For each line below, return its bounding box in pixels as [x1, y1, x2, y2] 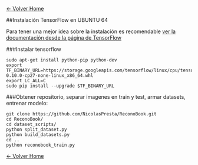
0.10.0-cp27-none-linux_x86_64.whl [6, 73, 94, 79]
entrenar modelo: [6, 100, 48, 106]
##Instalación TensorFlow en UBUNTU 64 [6, 17, 108, 23]
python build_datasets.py [6, 132, 70, 138]
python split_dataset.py [6, 127, 67, 132]
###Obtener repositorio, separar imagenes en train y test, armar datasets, [6, 93, 186, 100]
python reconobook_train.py [6, 142, 75, 148]
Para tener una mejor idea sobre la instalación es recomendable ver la [6, 28, 176, 35]
